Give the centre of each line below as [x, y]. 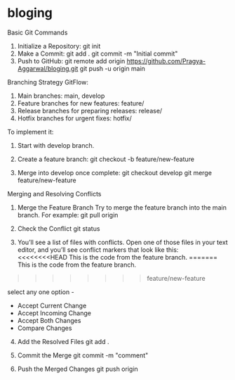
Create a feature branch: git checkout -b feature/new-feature [106, 159]
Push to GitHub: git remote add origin [71, 61]
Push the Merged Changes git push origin [78, 369]
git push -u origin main [113, 68]
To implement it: [31, 132]
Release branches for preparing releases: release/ [90, 110]
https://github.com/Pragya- [166, 61]
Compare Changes [45, 328]
